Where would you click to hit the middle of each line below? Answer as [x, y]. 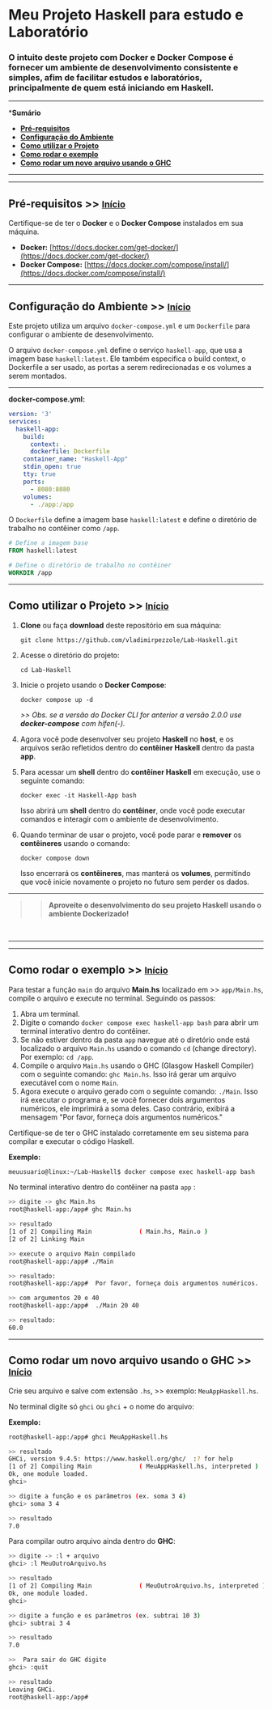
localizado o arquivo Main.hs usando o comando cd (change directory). [138, 1048]
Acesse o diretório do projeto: [70, 655]
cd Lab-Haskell [46, 670]
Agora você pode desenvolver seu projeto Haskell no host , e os [127, 739]
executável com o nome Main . [69, 1082]
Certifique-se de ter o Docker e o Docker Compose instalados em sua [126, 223]
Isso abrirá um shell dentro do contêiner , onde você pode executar [132, 810]
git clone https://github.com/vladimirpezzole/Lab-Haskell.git [129, 640]
